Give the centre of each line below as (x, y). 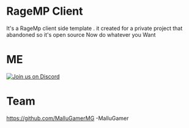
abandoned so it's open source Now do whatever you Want (81, 34)
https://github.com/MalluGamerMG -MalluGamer (68, 118)
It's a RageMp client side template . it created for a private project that (94, 28)
